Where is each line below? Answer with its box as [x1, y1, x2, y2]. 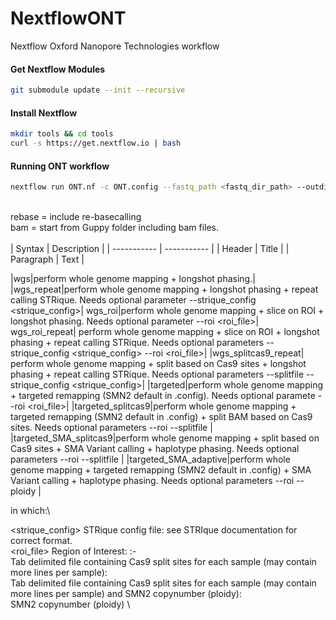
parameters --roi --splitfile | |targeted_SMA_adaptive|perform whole [10, 453, 291, 466]
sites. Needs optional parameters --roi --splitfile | [10, 422, 213, 434]
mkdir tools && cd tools [10, 129, 114, 139]
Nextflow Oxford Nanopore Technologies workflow [10, 40, 220, 52]
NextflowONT [10, 7, 127, 30]
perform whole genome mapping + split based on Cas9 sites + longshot [10, 358, 307, 370]
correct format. [10, 535, 73, 547]
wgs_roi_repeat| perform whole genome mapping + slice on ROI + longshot [10, 326, 320, 338]
